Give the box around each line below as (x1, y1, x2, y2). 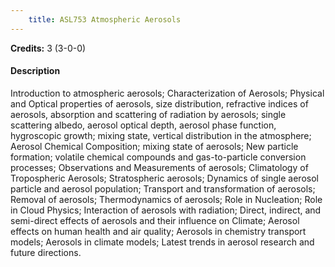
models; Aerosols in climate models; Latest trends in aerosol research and (10, 236, 315, 248)
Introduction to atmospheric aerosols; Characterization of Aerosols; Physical (10, 87, 325, 99)
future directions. (10, 246, 82, 258)
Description (10, 65, 61, 77)
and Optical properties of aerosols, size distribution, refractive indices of (10, 97, 309, 110)
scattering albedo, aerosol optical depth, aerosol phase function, (10, 119, 277, 131)
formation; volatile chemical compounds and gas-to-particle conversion (10, 151, 307, 163)
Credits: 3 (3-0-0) (10, 42, 87, 54)
